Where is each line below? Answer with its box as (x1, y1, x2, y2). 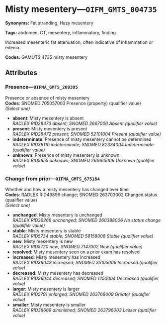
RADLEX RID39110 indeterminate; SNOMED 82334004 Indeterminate (12, 141, 154, 147)
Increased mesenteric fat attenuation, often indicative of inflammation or (5, 39, 153, 45)
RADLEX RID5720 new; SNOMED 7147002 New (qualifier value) (12, 243, 143, 249)
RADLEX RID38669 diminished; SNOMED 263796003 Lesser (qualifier (12, 307, 157, 313)
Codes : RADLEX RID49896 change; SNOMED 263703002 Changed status (5, 192, 158, 198)
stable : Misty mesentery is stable (12, 227, 81, 233)
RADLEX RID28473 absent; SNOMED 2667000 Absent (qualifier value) (12, 120, 158, 126)
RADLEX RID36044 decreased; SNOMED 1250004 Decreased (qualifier (12, 275, 159, 281)
